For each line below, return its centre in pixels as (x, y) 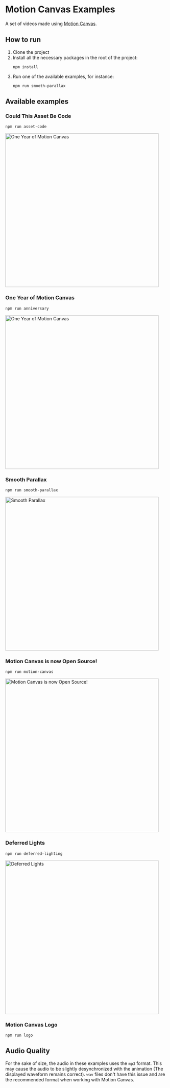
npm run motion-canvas (29, 672)
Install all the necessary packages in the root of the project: (75, 57)
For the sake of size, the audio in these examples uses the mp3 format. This (84, 1063)
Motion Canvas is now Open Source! (51, 661)
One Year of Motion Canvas (40, 298)
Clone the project (31, 52)
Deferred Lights (25, 843)
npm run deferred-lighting (34, 854)
